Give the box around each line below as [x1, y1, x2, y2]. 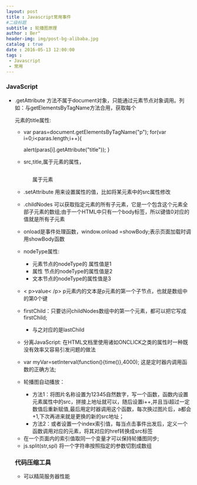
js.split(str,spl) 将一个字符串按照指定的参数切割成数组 [23, 442, 152, 449]
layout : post [6, 8, 38, 15]
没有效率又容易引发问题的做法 [23, 346, 96, 353]
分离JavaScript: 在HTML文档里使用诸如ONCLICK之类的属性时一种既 [23, 339, 188, 346]
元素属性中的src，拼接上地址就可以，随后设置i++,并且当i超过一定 [32, 398, 190, 405]
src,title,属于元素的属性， [23, 158, 85, 165]
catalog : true [6, 42, 44, 48]
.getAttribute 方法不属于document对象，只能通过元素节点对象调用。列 [14, 96, 185, 103]
